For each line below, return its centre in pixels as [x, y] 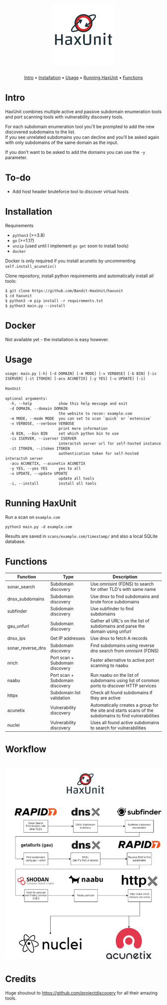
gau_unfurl [18, 626]
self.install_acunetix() [31, 266]
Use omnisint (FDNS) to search [122, 584]
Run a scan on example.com [33, 517]
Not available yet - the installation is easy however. [57, 339]
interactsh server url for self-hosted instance [110, 444]
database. [15, 541]
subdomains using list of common [125, 680]
